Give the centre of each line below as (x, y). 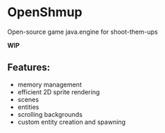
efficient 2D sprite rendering (59, 91)
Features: (29, 68)
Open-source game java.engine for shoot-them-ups (83, 32)
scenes (28, 99)
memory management (50, 84)
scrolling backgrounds (50, 114)
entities (28, 107)
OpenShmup (45, 12)
